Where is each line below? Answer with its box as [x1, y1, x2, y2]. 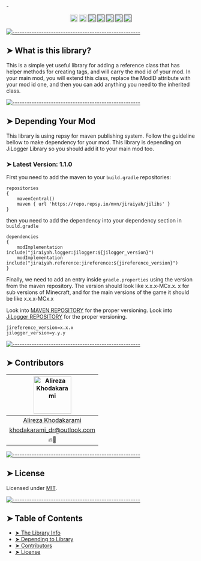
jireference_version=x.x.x [6, 325, 74, 331]
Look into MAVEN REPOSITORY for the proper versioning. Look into [6, 307, 173, 314]
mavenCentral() [17, 195, 55, 201]
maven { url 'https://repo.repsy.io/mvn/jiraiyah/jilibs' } [17, 201, 170, 207]
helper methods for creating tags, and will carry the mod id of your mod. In [6, 68, 191, 75]
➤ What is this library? [6, 46, 92, 56]
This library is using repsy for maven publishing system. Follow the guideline [6, 132, 195, 139]
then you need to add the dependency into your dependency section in [6, 216, 182, 224]
